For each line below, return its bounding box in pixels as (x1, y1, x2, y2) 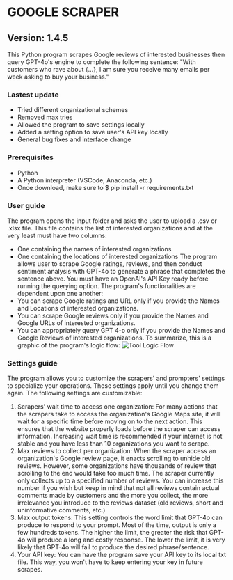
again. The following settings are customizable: (7, 389, 143, 398)
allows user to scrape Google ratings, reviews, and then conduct (17, 259, 202, 268)
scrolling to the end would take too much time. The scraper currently (17, 469, 214, 478)
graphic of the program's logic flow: (17, 340, 120, 349)
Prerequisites (7, 152, 54, 162)
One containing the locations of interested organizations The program (17, 252, 218, 260)
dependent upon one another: (17, 289, 104, 297)
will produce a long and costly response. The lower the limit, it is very (26, 535, 225, 544)
